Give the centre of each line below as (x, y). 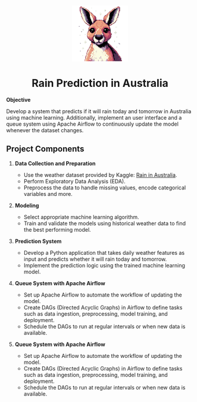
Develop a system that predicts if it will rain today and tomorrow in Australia (99, 111)
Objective (18, 99)
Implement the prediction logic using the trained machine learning (104, 265)
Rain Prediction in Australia (100, 83)
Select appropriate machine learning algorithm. (81, 217)
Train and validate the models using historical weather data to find (105, 223)
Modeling (27, 205)
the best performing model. (57, 229)
